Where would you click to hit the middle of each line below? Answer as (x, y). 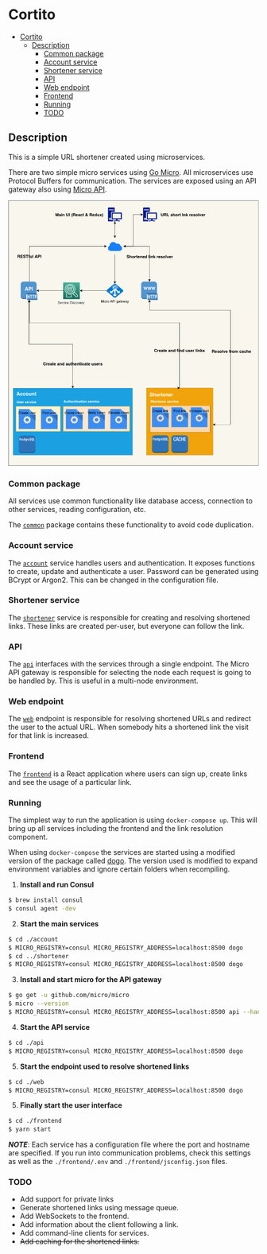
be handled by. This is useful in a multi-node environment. (103, 681)
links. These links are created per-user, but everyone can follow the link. (126, 626)
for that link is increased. (49, 736)
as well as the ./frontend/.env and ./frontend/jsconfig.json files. (118, 1162)
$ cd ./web (26, 1082)
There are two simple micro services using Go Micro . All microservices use (131, 172)
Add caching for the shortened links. (79, 1241)
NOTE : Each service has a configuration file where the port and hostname (129, 1145)
